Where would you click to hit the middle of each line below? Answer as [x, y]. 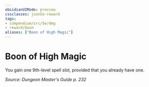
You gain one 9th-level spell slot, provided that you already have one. [75, 70]
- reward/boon [20, 28]
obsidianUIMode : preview [30, 10]
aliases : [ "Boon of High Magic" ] [39, 32]
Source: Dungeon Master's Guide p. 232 [46, 79]
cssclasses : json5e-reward [32, 14]
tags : [11, 19]
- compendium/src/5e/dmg [30, 23]
